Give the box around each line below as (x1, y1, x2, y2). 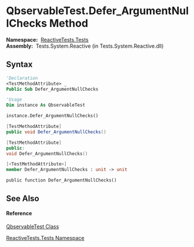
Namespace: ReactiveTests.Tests (6, 36, 89, 43)
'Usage (6, 97, 22, 103)
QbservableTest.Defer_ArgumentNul (6, 4, 189, 18)
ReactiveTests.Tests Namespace (6, 234, 85, 241)
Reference (6, 210, 32, 217)
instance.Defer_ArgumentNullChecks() (6, 113, 99, 119)
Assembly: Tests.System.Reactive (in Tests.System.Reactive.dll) (6, 42, 164, 50)
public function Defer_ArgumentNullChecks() (6, 177, 117, 183)
